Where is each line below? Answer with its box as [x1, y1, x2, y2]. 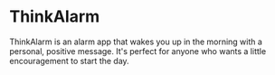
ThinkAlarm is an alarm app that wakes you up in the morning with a [9, 36, 262, 47]
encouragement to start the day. [9, 55, 129, 66]
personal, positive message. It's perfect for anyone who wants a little [9, 45, 267, 56]
